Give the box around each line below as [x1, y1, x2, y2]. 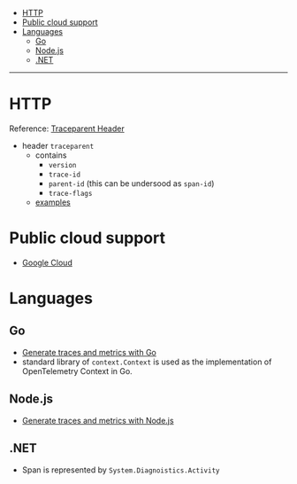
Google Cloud [21, 257, 72, 268]
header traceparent [21, 140, 95, 151]
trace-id [48, 170, 81, 179]
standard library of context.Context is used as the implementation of [21, 356, 272, 367]
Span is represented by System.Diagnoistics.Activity [21, 464, 220, 475]
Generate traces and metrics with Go [21, 347, 156, 357]
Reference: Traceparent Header [9, 123, 126, 134]
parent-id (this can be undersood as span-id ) [48, 177, 215, 189]
